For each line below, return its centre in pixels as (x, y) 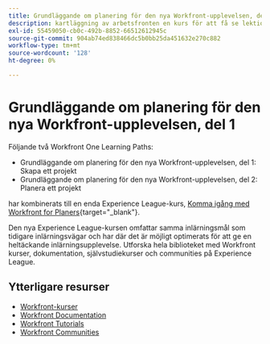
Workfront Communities (59, 332)
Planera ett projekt (51, 188)
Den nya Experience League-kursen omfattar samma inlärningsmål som (127, 227)
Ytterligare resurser (59, 287)
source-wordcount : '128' (50, 53)
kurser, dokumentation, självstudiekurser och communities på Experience (130, 253)
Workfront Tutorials (52, 323)
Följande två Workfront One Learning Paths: (81, 146)
